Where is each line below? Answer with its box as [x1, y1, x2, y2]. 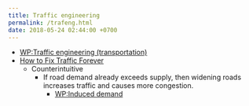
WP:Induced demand [54, 90, 123, 99]
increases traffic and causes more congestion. [42, 81, 194, 90]
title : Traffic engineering [8, 11, 101, 20]
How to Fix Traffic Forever [19, 56, 104, 65]
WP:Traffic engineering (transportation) [19, 48, 148, 57]
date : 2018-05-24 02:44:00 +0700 [8, 26, 118, 34]
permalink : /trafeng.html [8, 19, 93, 27]
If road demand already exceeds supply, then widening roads [42, 72, 242, 82]
